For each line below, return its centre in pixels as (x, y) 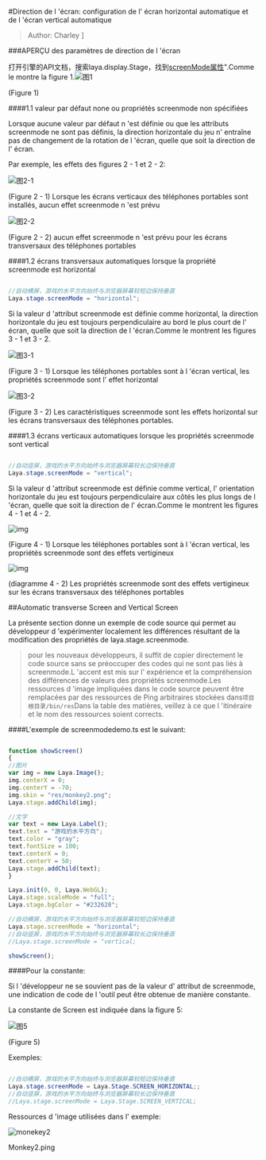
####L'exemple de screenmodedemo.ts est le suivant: (97, 729)
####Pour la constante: (47, 971)
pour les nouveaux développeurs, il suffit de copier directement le (135, 655)
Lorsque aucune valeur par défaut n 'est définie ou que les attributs (118, 123)
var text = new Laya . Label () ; (58, 824)
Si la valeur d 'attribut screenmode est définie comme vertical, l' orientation (131, 488)
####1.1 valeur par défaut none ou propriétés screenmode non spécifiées (128, 108)
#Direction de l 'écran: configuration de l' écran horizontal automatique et (128, 12)
